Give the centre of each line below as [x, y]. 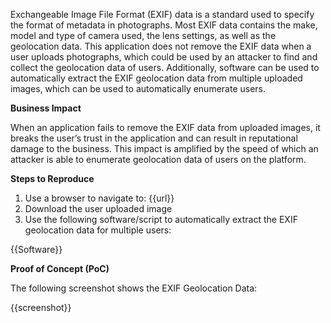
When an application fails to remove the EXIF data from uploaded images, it [165, 127]
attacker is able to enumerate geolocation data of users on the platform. [158, 159]
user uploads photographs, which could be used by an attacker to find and [164, 57]
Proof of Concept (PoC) [60, 268]
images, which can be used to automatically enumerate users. [138, 88]
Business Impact [46, 108]
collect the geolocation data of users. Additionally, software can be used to [165, 67]
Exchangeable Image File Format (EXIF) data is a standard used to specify [162, 14]
